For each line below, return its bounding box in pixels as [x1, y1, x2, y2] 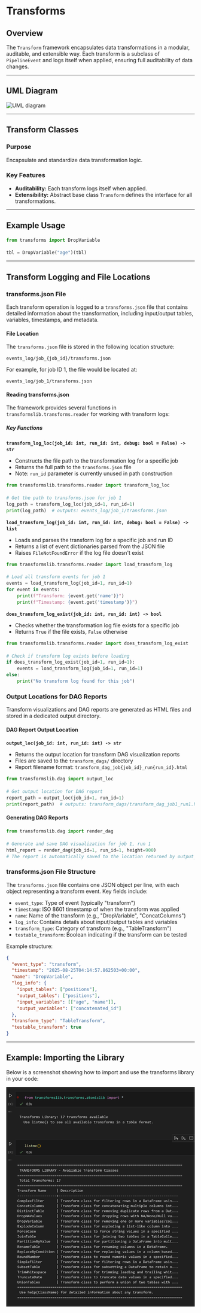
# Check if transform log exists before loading [6, 653, 130, 659]
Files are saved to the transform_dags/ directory [14, 757, 133, 764]
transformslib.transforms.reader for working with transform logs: [6, 411, 170, 418]
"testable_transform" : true [11, 1025, 82, 1031]
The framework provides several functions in [6, 404, 117, 411]
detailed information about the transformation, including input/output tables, [6, 309, 193, 317]
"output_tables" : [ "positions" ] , [17, 992, 100, 999]
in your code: [6, 1075, 39, 1082]
